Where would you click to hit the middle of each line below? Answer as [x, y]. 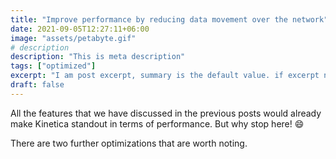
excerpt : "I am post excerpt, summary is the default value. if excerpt [165, 76]
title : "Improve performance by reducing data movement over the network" [169, 19]
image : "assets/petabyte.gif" [73, 38]
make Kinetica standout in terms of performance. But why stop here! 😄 [157, 123]
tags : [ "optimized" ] [53, 66]
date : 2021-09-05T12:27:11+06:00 [80, 29]
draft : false [37, 85]
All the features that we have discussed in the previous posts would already [166, 113]
